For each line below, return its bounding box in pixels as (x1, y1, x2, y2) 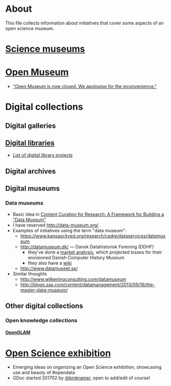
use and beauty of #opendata (12, 370, 75, 376)
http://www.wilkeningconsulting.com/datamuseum (20, 276, 126, 282)
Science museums (5, 43, 85, 55)
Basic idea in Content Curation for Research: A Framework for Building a (12, 211, 164, 217)
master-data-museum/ (20, 287, 68, 293)
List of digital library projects (12, 152, 73, 158)
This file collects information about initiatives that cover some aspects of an (5, 20, 164, 26)
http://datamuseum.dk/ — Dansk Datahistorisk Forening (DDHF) (20, 243, 154, 250)
